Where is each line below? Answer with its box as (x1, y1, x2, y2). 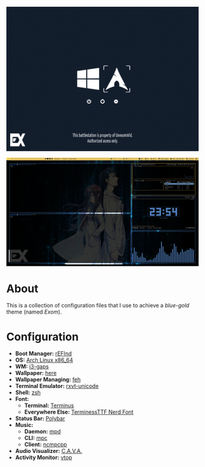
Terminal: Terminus (24, 402, 74, 410)
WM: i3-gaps (15, 363, 49, 370)
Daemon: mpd (24, 428, 61, 435)
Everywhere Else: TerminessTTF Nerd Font (24, 408, 134, 416)
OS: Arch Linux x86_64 (15, 356, 73, 364)
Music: (15, 421, 34, 428)
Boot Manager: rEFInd (15, 350, 72, 358)
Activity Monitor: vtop (15, 454, 72, 461)
